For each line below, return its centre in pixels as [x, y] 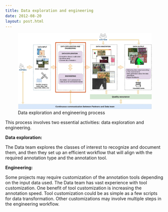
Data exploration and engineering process [62, 113]
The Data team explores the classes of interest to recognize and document [83, 147]
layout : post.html [24, 21]
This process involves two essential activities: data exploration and [75, 123]
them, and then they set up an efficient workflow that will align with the [79, 153]
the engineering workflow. [32, 204]
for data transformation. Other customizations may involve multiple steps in [83, 199]
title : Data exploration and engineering [49, 11]
